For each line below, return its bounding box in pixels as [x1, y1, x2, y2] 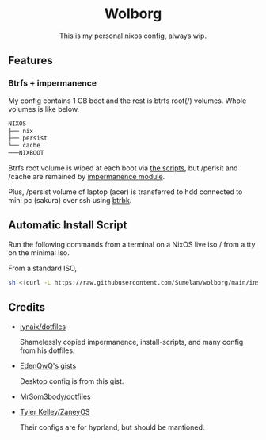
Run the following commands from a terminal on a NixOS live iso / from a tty [8, 239, 256, 249]
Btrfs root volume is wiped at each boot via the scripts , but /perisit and [8, 163, 238, 173]
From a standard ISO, [8, 263, 78, 273]
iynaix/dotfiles [19, 322, 66, 331]
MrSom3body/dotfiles [19, 392, 91, 401]
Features [8, 54, 53, 67]
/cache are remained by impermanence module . [8, 172, 165, 181]
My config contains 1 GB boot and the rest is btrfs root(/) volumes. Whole [8, 96, 247, 105]
